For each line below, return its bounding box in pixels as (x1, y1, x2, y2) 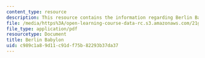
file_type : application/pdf (6, 25, 78, 32)
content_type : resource (6, 8, 67, 15)
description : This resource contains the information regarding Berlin (6, 14, 192, 21)
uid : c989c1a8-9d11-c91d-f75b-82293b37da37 (6, 43, 119, 49)
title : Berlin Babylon (6, 37, 64, 43)
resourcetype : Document (6, 31, 67, 37)
